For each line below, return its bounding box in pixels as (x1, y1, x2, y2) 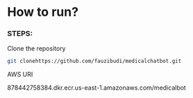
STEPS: (7, 29, 33, 39)
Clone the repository (7, 44, 66, 52)
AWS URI (7, 70, 33, 79)
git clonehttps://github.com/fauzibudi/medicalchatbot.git (7, 58, 182, 65)
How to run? (7, 4, 78, 20)
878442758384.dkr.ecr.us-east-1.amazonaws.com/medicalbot (7, 84, 186, 92)
